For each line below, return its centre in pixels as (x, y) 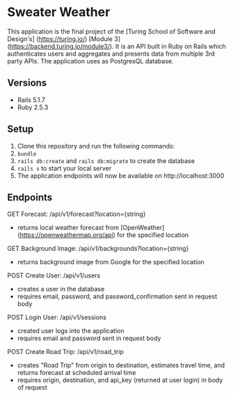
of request (32, 388)
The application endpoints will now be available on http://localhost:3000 (121, 176)
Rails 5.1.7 (31, 100)
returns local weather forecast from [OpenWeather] (91, 228)
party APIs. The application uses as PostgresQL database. (90, 61)
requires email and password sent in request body (89, 338)
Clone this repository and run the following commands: (96, 146)
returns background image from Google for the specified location (111, 262)
